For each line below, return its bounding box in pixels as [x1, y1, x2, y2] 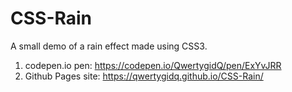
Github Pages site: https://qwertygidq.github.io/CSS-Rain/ [24, 70, 264, 82]
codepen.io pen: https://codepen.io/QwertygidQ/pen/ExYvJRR [24, 59, 282, 71]
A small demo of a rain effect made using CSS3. [10, 40, 208, 52]
